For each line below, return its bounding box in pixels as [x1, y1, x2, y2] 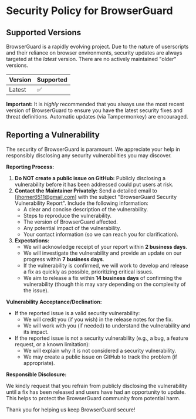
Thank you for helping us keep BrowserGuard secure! [6, 406, 136, 413]
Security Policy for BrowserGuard [6, 4, 173, 18]
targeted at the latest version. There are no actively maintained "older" [6, 56, 177, 62]
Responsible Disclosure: [6, 371, 67, 378]
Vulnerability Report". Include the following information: [14, 200, 148, 207]
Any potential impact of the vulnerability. [23, 224, 121, 231]
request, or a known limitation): [14, 340, 90, 347]
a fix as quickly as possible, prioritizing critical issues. [23, 268, 154, 275]
